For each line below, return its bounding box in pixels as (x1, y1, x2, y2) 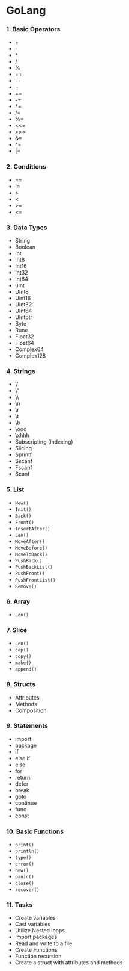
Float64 (14, 340, 35, 347)
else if (14, 754, 31, 762)
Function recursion (14, 952, 62, 960)
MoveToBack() (14, 551, 48, 557)
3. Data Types (6, 223, 47, 232)
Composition (14, 707, 47, 714)
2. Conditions (6, 163, 47, 171)
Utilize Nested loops (14, 927, 65, 934)
